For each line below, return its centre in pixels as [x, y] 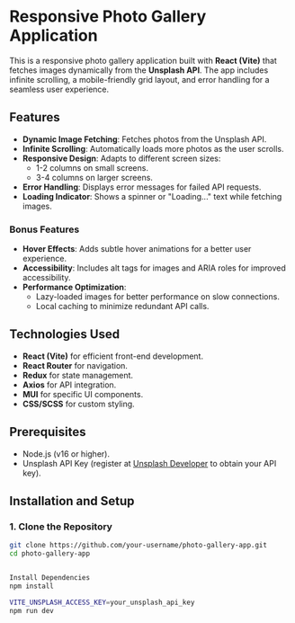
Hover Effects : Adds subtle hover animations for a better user [137, 249]
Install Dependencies [50, 578]
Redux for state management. [77, 375]
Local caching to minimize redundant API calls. [122, 307]
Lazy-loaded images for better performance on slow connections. [158, 297]
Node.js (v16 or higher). [66, 454]
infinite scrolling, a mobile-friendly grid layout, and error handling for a [139, 79]
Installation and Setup [72, 501]
